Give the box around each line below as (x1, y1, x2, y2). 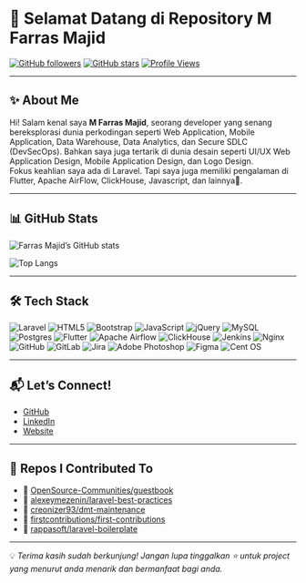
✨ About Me (9, 93, 79, 108)
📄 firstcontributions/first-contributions (22, 514, 166, 525)
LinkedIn (22, 416, 56, 427)
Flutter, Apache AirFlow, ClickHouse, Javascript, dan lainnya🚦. (9, 175, 243, 186)
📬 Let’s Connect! (9, 377, 112, 393)
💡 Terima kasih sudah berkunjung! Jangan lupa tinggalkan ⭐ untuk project (9, 550, 290, 561)
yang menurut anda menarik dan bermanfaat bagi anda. (9, 564, 223, 574)
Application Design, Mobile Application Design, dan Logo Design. (9, 155, 254, 167)
